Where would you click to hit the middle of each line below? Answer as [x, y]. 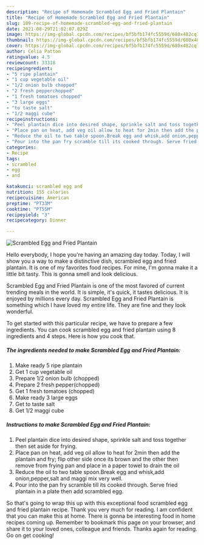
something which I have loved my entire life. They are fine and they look [96, 305]
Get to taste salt [35, 404]
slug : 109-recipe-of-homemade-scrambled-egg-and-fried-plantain [89, 23]
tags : [13, 158]
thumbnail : [20, 40]
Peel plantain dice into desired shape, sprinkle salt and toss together [101, 440]
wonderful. [20, 312]
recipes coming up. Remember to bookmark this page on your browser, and [101, 523]
